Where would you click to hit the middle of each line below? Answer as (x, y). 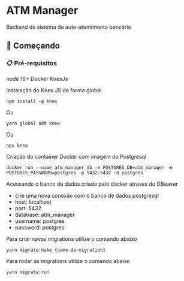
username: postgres (40, 221)
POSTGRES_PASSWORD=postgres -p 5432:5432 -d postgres (75, 173)
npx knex (17, 145)
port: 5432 (28, 208)
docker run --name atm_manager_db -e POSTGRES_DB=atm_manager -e (89, 167)
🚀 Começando (33, 46)
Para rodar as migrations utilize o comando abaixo (68, 261)
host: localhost (33, 202)
